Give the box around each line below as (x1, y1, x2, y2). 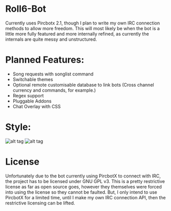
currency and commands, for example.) (12, 87, 96, 93)
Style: (5, 121, 31, 133)
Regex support (12, 92, 44, 98)
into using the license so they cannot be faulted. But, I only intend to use (5, 189, 157, 195)
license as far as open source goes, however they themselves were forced (5, 183, 162, 190)
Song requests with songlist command (12, 71, 93, 77)
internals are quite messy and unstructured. (5, 36, 97, 42)
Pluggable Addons (12, 98, 52, 104)
